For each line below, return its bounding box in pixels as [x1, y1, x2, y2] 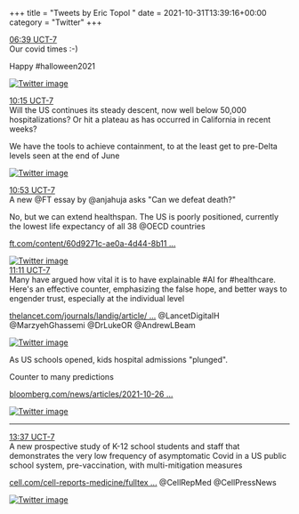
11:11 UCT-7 [9, 265, 51, 275]
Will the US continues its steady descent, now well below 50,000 [9, 105, 247, 115]
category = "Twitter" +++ [9, 17, 102, 28]
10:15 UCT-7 [9, 95, 54, 106]
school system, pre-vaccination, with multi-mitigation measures [9, 460, 243, 470]
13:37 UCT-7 [9, 431, 55, 442]
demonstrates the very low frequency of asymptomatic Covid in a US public [9, 451, 287, 461]
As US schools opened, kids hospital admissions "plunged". [9, 355, 229, 365]
